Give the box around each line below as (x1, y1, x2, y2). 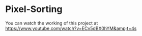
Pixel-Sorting (5, 3, 63, 15)
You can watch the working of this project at (5, 20, 98, 26)
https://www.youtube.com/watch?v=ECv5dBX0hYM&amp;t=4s (5, 25, 137, 31)
